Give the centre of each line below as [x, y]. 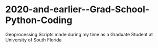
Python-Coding [39, 20]
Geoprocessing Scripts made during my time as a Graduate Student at [79, 34]
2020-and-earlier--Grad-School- [77, 9]
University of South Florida [33, 40]
